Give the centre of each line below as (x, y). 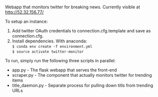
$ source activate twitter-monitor (48, 52)
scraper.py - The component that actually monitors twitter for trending (82, 75)
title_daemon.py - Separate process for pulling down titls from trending (83, 85)
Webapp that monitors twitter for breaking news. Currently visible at (72, 7)
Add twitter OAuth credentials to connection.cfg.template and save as (81, 31)
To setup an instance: (27, 21)
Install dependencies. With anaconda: (50, 41)
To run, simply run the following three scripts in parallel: (60, 61)
